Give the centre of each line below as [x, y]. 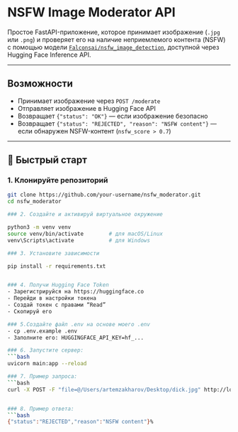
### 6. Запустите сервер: [45, 350]
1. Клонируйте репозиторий [58, 180]
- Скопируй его [30, 311]
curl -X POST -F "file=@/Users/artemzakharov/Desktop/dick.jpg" [104, 389]
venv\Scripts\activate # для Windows [79, 240]
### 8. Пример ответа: [41, 409]
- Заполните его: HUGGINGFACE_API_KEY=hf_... [75, 337]
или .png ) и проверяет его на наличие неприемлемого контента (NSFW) [117, 39]
